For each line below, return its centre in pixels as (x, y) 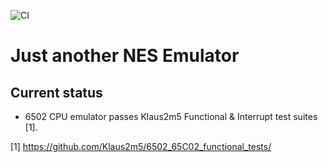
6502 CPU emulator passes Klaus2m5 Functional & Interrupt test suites (171, 116)
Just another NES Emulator (125, 56)
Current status (56, 92)
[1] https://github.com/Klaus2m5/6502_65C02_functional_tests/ (141, 146)
